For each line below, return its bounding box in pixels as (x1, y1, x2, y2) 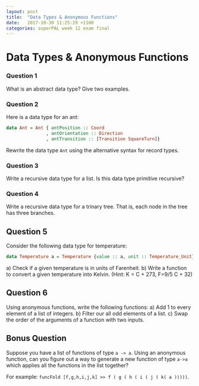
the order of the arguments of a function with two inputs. (6, 316, 145, 323)
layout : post (6, 8, 38, 15)
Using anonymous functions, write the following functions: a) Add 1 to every (6, 303, 191, 311)
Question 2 (6, 100, 38, 108)
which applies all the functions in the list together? (6, 362, 129, 369)
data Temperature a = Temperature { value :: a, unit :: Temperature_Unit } (6, 254, 195, 260)
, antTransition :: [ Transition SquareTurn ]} (46, 136, 161, 142)
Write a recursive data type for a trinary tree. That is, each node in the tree (6, 203, 188, 210)
